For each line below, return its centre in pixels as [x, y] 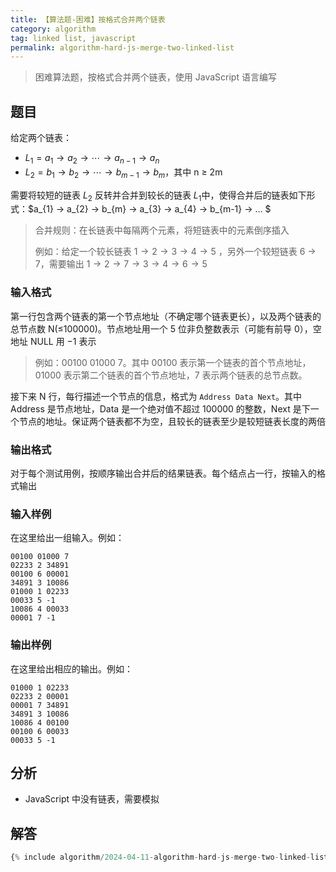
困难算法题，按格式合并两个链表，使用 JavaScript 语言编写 [155, 77]
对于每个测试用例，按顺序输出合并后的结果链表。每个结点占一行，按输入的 [163, 473]
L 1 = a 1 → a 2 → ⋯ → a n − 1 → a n [92, 159]
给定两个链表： [41, 138]
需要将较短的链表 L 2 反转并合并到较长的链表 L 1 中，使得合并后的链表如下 [158, 196]
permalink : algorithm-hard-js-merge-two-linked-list [122, 47]
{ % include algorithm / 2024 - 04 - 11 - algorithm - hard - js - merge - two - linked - [160, 857]
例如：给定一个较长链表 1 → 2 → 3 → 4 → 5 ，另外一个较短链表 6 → [175, 252]
